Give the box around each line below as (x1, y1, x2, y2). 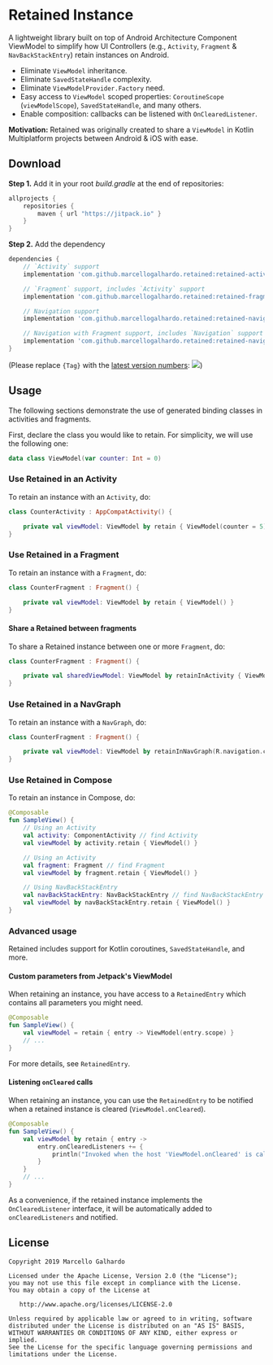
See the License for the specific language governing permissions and (8, 1343, 253, 1351)
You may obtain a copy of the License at (8, 1286, 151, 1294)
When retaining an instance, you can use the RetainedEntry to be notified (8, 1096, 253, 1105)
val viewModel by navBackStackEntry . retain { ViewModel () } (23, 899, 231, 907)
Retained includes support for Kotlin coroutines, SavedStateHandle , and (8, 944, 245, 954)
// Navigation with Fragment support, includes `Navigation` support (23, 330, 264, 338)
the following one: (8, 438, 69, 448)
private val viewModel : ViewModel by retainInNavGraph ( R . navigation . (23, 747, 264, 756)
